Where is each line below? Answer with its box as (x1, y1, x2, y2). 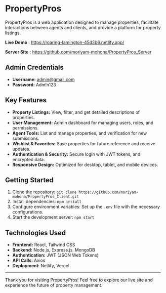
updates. (12, 146, 31, 152)
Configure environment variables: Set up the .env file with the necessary (12, 204, 160, 210)
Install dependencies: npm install (12, 199, 82, 205)
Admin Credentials (5, 63, 64, 72)
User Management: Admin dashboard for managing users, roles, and (12, 120, 154, 126)
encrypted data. (12, 156, 45, 162)
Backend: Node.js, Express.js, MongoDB (12, 247, 95, 253)
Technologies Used (5, 228, 66, 237)
